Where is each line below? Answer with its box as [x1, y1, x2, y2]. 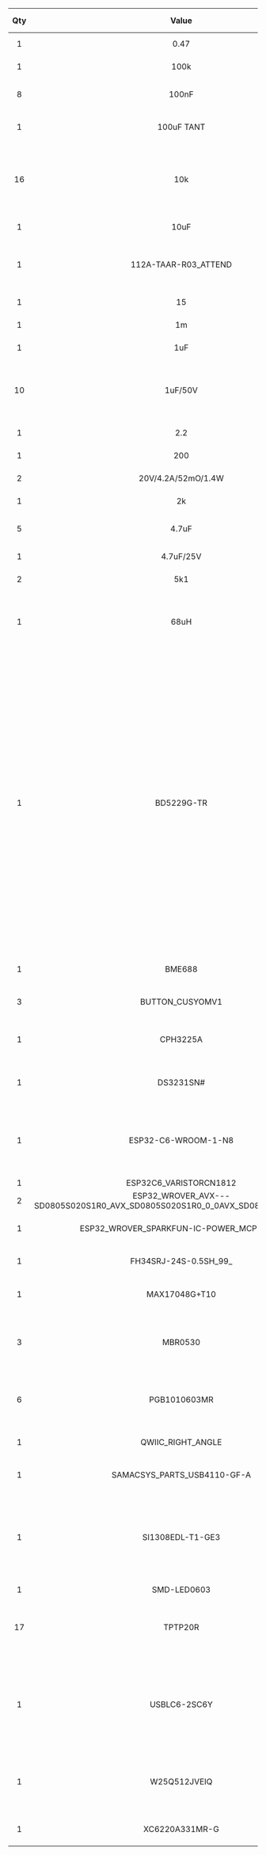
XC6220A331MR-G [143, 1824, 219, 1834]
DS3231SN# [157, 1077, 206, 1088]
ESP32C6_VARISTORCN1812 [126, 1177, 237, 1188]
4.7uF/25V [161, 551, 202, 561]
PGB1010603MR [149, 1394, 214, 1405]
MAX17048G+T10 [146, 1289, 216, 1299]
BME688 [165, 964, 198, 975]
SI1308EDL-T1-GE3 [142, 1532, 221, 1542]
